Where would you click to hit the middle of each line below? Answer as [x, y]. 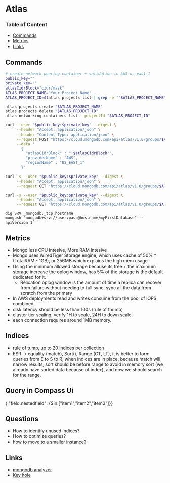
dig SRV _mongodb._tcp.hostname [39, 214]
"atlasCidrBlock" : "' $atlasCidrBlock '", [70, 153]
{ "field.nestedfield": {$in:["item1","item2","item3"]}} [59, 403]
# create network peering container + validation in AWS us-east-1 [78, 74]
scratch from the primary [46, 293]
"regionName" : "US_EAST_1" [55, 163]
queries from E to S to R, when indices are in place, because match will [87, 359]
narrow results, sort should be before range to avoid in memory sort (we [88, 364]
